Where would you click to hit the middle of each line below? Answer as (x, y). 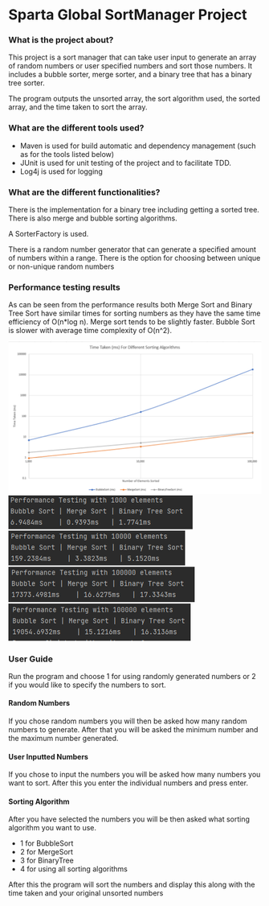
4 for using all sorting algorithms (74, 869)
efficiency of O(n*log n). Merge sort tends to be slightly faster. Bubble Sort (132, 322)
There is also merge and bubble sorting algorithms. (93, 218)
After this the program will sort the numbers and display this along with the (132, 885)
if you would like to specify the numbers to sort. (87, 685)
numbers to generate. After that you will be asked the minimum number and (133, 730)
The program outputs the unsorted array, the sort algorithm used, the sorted (134, 99)
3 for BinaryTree (47, 861)
